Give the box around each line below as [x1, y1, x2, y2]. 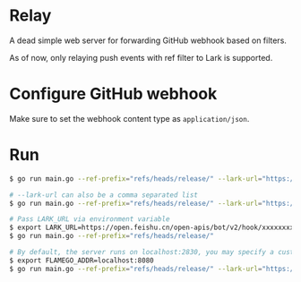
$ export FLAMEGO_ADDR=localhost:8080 [9, 256, 154, 265]
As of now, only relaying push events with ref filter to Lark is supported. [9, 52, 273, 63]
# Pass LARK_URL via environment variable [9, 215, 170, 224]
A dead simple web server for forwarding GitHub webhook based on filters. [9, 35, 287, 46]
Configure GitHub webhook [9, 84, 218, 104]
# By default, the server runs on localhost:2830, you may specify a [9, 248, 275, 257]
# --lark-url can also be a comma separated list [9, 190, 199, 200]
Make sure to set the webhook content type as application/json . [9, 113, 250, 124]
